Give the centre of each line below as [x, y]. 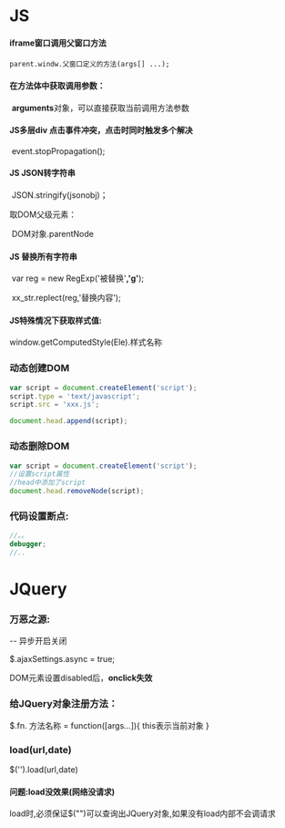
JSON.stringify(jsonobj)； [60, 195]
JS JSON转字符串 [42, 173]
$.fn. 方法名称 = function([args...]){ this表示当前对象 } [109, 725]
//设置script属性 [40, 474]
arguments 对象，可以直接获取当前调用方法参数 [100, 108]
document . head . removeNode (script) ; [77, 492]
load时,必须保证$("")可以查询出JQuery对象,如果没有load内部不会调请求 [142, 813]
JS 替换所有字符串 [43, 256]
